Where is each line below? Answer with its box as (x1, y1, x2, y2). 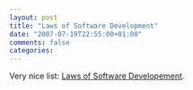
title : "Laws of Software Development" (9, 21, 159, 30)
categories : (9, 46, 54, 55)
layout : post (9, 12, 58, 22)
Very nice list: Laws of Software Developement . (9, 70, 185, 81)
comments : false (9, 37, 70, 47)
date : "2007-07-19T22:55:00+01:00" (9, 29, 143, 38)
